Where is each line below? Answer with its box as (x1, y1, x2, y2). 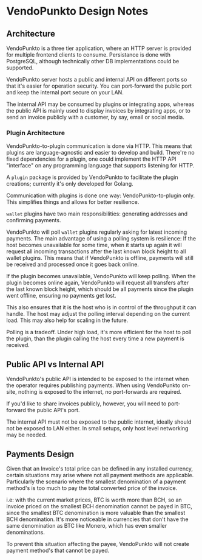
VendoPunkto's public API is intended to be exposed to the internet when (6, 376, 189, 383)
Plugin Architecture (6, 128, 66, 137)
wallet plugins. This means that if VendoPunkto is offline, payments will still (6, 254, 194, 262)
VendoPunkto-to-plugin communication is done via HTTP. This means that (6, 142, 192, 150)
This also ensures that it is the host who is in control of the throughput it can (6, 304, 197, 311)
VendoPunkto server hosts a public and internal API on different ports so (6, 76, 187, 83)
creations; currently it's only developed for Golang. (6, 180, 133, 187)
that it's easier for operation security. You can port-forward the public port (6, 82, 192, 89)
